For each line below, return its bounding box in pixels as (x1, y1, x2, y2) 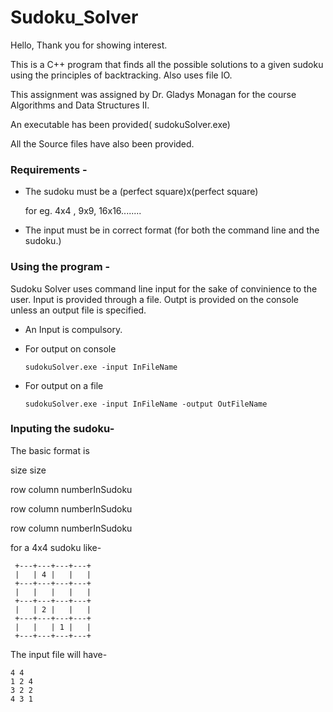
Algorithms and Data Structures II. (10, 99, 150, 111)
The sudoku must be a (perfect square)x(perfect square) (24, 186, 259, 198)
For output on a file (24, 379, 104, 391)
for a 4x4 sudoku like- (10, 541, 102, 553)
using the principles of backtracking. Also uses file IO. (10, 69, 233, 81)
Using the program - (10, 260, 111, 274)
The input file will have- (10, 648, 108, 660)
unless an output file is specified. (10, 304, 147, 316)
